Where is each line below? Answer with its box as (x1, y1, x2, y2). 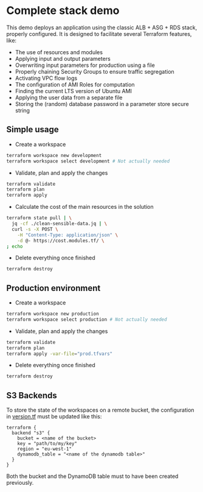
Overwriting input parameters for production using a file (15, 61, 155, 69)
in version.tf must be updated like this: (6, 413, 102, 420)
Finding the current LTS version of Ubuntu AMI (15, 87, 132, 94)
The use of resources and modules (15, 48, 103, 55)
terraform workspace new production (6, 311, 99, 317)
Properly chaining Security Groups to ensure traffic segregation (15, 68, 174, 75)
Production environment (6, 283, 101, 293)
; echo (6, 243, 23, 250)
